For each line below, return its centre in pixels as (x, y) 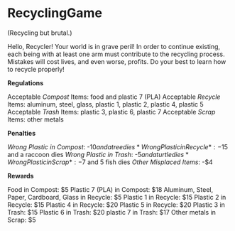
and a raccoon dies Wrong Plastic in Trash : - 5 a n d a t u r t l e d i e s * (98, 154)
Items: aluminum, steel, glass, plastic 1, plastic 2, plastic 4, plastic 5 (105, 104)
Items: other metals (35, 119)
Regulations (26, 82)
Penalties (22, 133)
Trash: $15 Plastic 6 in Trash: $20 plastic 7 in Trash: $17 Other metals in (112, 212)
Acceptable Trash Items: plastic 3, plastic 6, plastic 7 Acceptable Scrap (111, 112)
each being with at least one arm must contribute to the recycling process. (116, 54)
